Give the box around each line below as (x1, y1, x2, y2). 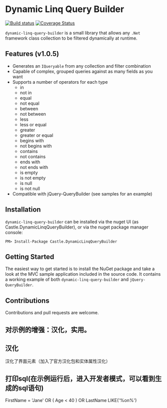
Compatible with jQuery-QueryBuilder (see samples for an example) (12, 190, 152, 196)
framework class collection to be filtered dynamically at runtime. (5, 35, 137, 41)
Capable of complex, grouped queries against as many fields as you (12, 68, 153, 74)
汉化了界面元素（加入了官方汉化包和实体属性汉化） (5, 358, 110, 364)
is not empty (19, 174, 46, 181)
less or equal (19, 121, 46, 127)
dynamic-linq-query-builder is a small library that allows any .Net (5, 30, 140, 36)
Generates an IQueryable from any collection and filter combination (12, 63, 151, 69)
